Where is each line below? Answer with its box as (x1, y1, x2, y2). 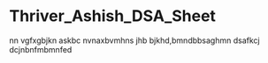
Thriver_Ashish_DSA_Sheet (9, 6, 217, 26)
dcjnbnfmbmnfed (9, 44, 73, 54)
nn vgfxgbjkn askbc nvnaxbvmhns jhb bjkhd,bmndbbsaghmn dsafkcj (9, 35, 260, 45)
